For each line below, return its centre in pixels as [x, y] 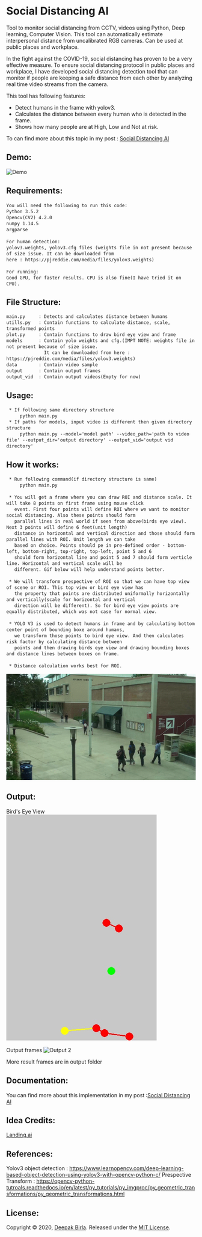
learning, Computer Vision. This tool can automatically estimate [85, 34]
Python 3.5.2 [23, 211]
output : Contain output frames [54, 371]
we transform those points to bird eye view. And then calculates [99, 636]
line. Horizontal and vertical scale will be [64, 564]
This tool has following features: [46, 96]
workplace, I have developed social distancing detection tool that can [92, 71]
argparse [17, 229]
